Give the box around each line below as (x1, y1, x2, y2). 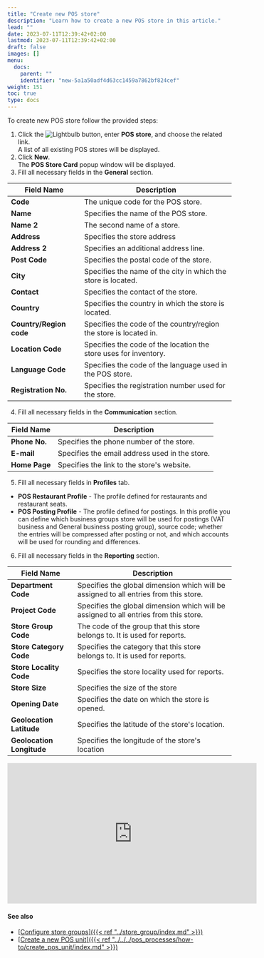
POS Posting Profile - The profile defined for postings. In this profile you (17, 507, 231, 516)
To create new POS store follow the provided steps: (7, 116, 159, 125)
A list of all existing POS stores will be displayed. (17, 146, 160, 153)
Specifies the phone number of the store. (58, 437, 195, 447)
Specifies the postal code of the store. (84, 255, 212, 265)
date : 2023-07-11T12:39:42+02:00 (7, 30, 107, 38)
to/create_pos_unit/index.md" (17, 943, 105, 952)
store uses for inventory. (84, 349, 166, 358)
